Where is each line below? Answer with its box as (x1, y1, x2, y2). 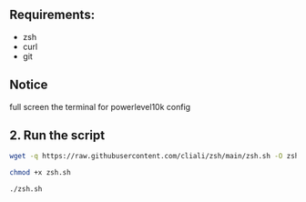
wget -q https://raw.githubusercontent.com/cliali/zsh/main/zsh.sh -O (9, 152, 283, 161)
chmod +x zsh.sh (9, 168, 71, 177)
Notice (9, 77, 48, 93)
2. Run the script (9, 127, 106, 144)
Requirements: (9, 7, 96, 23)
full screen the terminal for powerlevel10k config (9, 101, 191, 112)
